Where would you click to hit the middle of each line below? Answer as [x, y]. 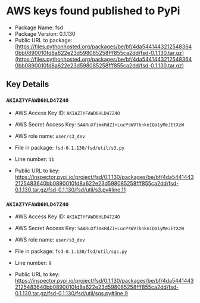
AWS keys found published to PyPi [93, 11]
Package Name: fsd [39, 27]
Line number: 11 [35, 159]
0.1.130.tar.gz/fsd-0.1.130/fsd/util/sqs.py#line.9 [71, 293]
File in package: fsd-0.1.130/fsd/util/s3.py [70, 147]
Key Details [28, 84]
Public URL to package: [43, 40]
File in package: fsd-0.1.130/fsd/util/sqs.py [71, 251]
